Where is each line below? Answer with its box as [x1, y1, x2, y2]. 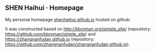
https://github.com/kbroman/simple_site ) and [5, 31, 96, 37]
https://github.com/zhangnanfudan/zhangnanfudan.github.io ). [5, 41, 130, 47]
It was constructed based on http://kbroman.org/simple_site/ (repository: [5, 26, 152, 32]
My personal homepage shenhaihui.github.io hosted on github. [5, 16, 131, 22]
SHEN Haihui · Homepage [5, 4, 84, 12]
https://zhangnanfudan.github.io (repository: [5, 36, 95, 42]
